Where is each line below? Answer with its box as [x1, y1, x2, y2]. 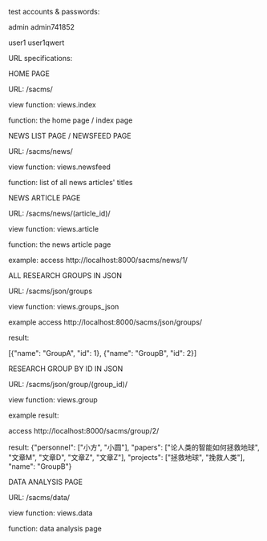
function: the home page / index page [8, 115, 133, 125]
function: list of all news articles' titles [8, 178, 133, 187]
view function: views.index [8, 100, 96, 109]
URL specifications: [8, 54, 73, 63]
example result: [8, 410, 59, 420]
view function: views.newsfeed [8, 162, 111, 172]
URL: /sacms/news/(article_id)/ [8, 208, 111, 218]
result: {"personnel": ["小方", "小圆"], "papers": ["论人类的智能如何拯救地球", [8, 442, 260, 452]
